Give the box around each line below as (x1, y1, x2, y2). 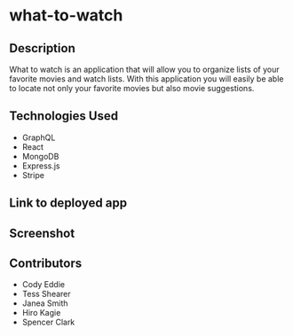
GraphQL (21, 132, 56, 143)
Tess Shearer (21, 289, 71, 300)
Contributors (9, 255, 83, 270)
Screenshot (9, 225, 75, 240)
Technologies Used (9, 108, 118, 124)
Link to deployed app (9, 196, 127, 211)
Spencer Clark (21, 316, 75, 328)
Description (9, 41, 75, 56)
